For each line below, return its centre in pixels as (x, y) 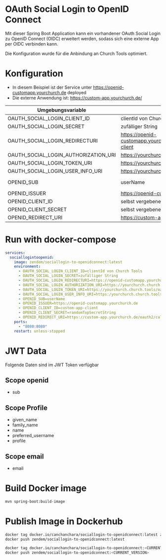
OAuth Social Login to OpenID (67, 9)
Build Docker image (46, 488)
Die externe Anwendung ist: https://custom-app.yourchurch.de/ (77, 98)
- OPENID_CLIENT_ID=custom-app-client (58, 308)
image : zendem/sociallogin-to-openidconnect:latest (68, 262)
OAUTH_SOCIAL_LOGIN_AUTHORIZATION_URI (62, 155)
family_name (25, 425)
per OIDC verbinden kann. (32, 44)
